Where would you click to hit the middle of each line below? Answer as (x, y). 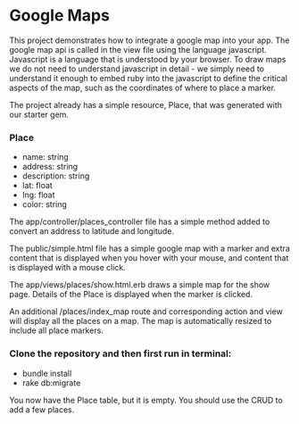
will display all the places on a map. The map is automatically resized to (141, 321)
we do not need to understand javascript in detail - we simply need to (137, 69)
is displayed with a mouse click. (68, 268)
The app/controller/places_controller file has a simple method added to (140, 222)
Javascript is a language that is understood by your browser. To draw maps (148, 59)
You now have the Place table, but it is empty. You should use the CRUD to (146, 400)
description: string (56, 176)
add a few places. (42, 409)
